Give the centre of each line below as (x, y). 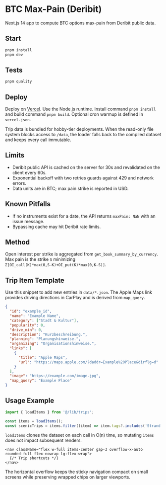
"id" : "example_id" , (31, 312)
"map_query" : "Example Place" (41, 381)
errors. (19, 183)
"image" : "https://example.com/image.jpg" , (55, 376)
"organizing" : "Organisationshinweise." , (53, 344)
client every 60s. (29, 172)
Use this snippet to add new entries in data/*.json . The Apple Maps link (79, 292)
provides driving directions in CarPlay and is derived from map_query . (75, 298)
